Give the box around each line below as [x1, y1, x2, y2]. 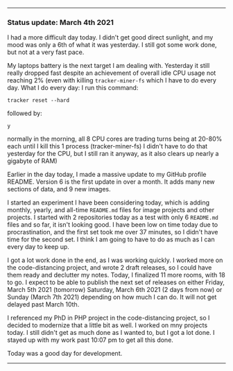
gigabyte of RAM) [7, 157, 58, 165]
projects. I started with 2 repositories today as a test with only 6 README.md [7, 213, 218, 222]
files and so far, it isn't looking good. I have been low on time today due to [7, 221, 218, 229]
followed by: [7, 109, 43, 118]
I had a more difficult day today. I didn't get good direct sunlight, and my [7, 33, 214, 42]
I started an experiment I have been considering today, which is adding [7, 198, 210, 207]
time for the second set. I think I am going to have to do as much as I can [7, 235, 215, 243]
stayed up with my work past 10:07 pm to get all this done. [7, 336, 173, 344]
